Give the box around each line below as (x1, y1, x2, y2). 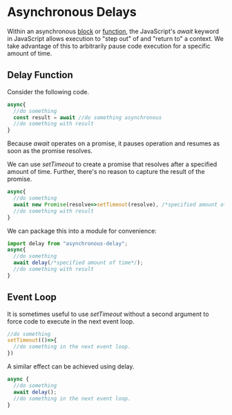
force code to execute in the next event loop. (7, 317, 135, 326)
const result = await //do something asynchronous (13, 114, 162, 121)
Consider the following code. (7, 87, 90, 96)
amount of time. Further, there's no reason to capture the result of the (7, 168, 205, 176)
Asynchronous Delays (7, 4, 137, 20)
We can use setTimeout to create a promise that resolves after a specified (7, 160, 217, 168)
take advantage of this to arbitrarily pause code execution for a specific (7, 42, 211, 50)
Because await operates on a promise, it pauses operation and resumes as (7, 139, 220, 148)
